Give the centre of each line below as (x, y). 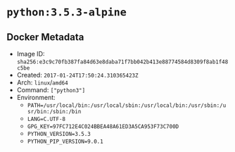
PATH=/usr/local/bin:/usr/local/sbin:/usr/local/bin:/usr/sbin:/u (127, 106)
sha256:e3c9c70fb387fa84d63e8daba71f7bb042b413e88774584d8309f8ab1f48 (122, 62)
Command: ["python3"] (51, 90)
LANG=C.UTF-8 (46, 119)
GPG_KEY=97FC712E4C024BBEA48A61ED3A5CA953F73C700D (103, 127)
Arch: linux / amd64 (42, 82)
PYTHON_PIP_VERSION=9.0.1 (65, 141)
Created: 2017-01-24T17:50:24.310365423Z (77, 75)
